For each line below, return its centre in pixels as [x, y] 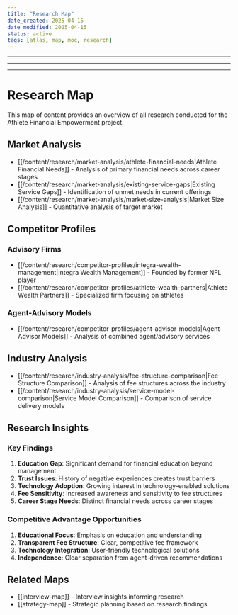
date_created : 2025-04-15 [45, 21]
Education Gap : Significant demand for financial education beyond [115, 463]
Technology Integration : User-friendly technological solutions [108, 550]
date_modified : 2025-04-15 [47, 27]
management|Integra [48, 272]
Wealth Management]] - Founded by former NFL [151, 272]
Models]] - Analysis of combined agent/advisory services [126, 336]
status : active [30, 34]
